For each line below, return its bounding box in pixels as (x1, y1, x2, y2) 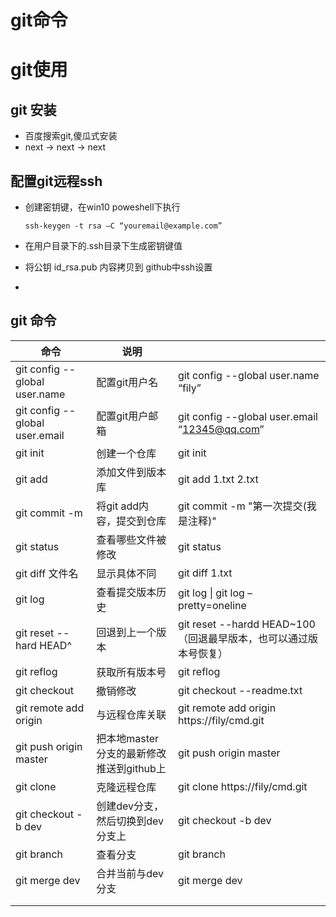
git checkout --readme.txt (177, 683, 303, 697)
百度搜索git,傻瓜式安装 (24, 130, 118, 142)
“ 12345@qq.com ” (177, 422, 265, 436)
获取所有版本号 (96, 665, 167, 679)
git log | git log (177, 586, 245, 600)
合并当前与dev (96, 866, 165, 880)
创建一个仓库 (96, 446, 157, 460)
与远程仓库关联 (96, 707, 167, 721)
